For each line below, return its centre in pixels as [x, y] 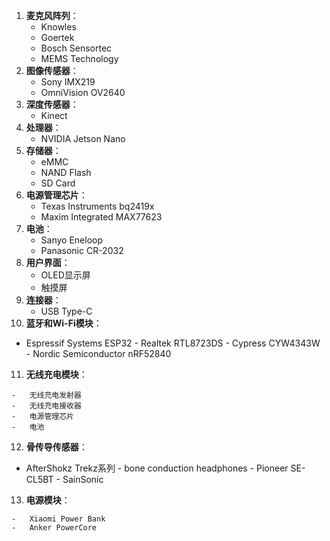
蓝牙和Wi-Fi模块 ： [64, 323]
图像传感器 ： [52, 70]
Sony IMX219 [68, 82]
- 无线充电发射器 [46, 395]
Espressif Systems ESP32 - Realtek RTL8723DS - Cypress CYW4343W [173, 343]
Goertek [57, 37]
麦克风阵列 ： [52, 15]
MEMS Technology [79, 58]
